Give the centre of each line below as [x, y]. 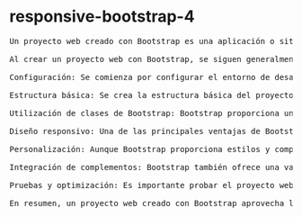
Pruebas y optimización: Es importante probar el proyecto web [151, 185]
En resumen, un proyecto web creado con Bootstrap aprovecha [147, 203]
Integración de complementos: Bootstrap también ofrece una [145, 167]
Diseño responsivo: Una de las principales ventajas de [135, 131]
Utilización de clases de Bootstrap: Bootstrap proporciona [145, 113]
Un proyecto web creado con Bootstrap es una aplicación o [142, 41]
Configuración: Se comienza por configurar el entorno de [140, 77]
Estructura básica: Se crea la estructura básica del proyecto [151, 95]
